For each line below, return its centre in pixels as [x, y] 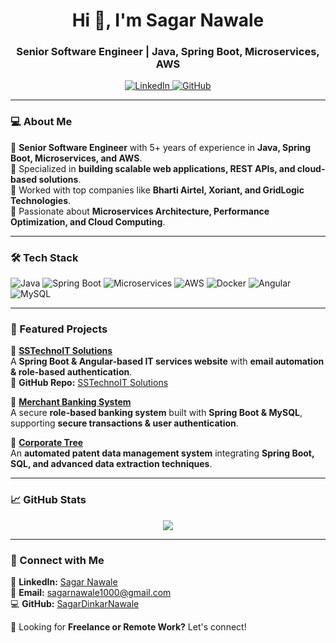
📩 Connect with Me [57, 560]
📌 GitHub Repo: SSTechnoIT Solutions [89, 383]
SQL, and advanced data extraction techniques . [111, 464]
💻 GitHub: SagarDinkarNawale [75, 603]
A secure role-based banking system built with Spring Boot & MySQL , [156, 413]
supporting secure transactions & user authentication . [124, 423]
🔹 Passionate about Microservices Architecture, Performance [140, 211]
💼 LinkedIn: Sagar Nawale [64, 581]
